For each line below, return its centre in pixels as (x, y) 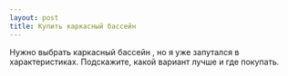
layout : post (34, 18)
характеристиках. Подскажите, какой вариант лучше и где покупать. (144, 62)
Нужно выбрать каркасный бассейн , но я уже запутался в (124, 52)
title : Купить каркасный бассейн (73, 26)
